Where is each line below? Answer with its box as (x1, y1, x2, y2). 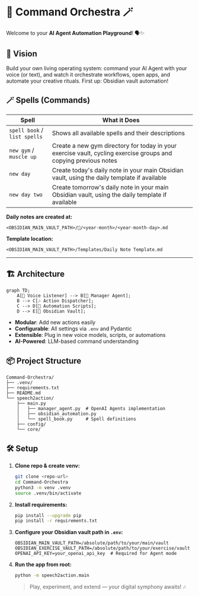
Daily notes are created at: (6, 213, 73, 220)
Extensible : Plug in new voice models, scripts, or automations (14, 332, 166, 339)
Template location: (6, 235, 53, 242)
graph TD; (6, 288, 31, 294)
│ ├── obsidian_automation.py (17, 411, 97, 417)
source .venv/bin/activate (14, 490, 82, 496)
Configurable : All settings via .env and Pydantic (14, 325, 132, 332)
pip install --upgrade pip (14, 512, 82, 518)
